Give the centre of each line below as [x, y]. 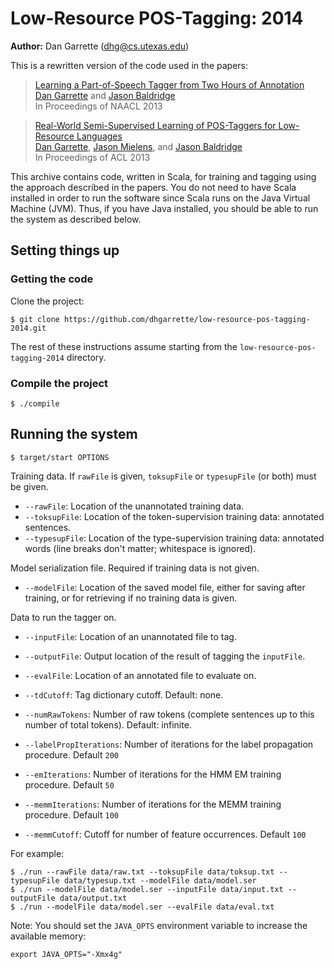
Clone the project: [47, 301]
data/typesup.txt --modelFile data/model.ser [160, 880]
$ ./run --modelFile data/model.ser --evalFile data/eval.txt [142, 907]
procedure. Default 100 [71, 814]
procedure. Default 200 [71, 754]
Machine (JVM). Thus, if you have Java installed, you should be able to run [164, 208]
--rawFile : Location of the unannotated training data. [134, 506]
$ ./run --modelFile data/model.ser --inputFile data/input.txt [147, 889]
